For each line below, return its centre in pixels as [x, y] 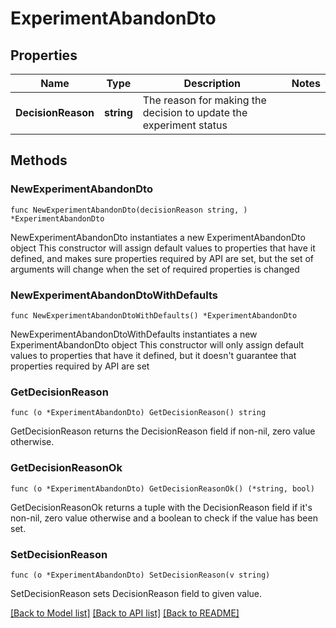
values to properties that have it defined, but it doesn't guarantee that [153, 355]
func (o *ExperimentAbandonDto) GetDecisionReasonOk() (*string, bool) [162, 488]
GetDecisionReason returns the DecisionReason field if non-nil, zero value [163, 431]
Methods [39, 160]
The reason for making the [204, 100]
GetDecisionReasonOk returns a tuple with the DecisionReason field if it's [161, 507]
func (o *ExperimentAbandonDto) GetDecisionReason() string [138, 413]
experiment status [185, 125]
